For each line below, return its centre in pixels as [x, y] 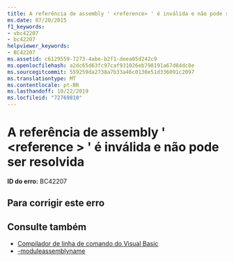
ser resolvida [46, 162]
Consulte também [47, 227]
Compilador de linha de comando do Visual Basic [88, 244]
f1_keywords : [26, 26]
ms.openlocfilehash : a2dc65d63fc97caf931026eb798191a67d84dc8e [101, 65]
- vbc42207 [23, 33]
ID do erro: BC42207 [37, 181]
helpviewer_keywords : [39, 46]
